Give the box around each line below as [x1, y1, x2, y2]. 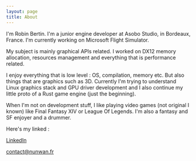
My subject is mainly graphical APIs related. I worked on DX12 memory [6, 47, 177, 54]
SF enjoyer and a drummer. [6, 114, 71, 121]
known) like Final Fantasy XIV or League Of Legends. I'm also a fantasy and [6, 108, 188, 115]
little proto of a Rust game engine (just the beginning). [6, 90, 136, 97]
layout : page [6, 8, 38, 15]
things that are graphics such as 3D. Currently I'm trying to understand [6, 77, 177, 85]
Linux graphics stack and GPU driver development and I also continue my [6, 84, 183, 91]
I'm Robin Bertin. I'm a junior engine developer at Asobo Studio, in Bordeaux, [6, 30, 191, 37]
